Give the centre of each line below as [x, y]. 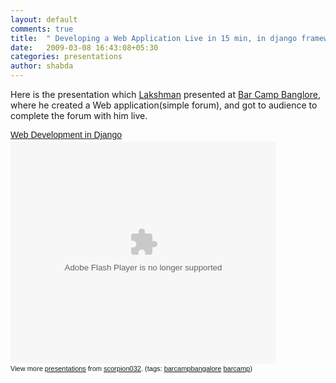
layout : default [44, 19]
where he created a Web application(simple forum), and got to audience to [164, 105]
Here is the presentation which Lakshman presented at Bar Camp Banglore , [165, 94]
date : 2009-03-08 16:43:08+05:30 [84, 47]
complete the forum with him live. [79, 115]
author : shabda [42, 66]
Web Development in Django [66, 134]
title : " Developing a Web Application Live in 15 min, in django [154, 38]
